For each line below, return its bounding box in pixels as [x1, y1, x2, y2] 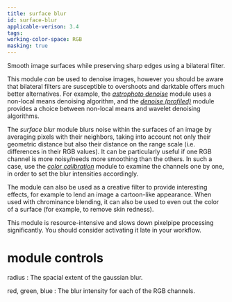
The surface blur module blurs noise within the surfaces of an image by [7, 126, 212, 133]
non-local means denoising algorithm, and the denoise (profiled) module [7, 97, 215, 105]
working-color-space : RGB [7, 36, 82, 43]
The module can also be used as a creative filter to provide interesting [7, 183, 208, 191]
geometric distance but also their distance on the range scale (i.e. [7, 140, 196, 148]
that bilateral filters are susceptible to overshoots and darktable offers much [7, 83, 225, 90]
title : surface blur [7, 10, 67, 17]
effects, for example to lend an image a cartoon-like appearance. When [7, 190, 212, 199]
